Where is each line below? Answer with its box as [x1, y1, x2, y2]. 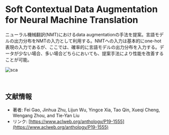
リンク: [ [12, 118, 30, 124]
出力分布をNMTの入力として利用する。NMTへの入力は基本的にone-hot [14, 38, 161, 44]
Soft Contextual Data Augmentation [5, 4, 158, 15]
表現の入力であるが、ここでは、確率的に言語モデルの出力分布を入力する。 [5, 44, 160, 50]
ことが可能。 [5, 56, 32, 62]
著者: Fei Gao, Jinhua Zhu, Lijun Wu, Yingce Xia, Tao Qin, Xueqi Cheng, [12, 107, 160, 113]
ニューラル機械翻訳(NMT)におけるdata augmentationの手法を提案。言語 [5, 31, 155, 37]
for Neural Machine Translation [5, 14, 139, 26]
